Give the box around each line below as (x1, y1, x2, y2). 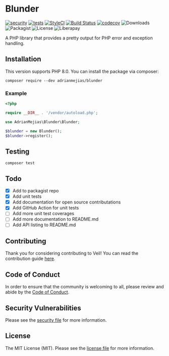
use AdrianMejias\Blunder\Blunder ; (5, 119, 80, 124)
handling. (5, 40, 25, 46)
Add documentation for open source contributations (12, 199, 121, 205)
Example (5, 89, 27, 96)
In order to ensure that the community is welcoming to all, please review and (5, 284, 164, 290)
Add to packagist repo (12, 188, 59, 194)
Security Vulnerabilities (5, 303, 82, 312)
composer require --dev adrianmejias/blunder (5, 78, 102, 83)
